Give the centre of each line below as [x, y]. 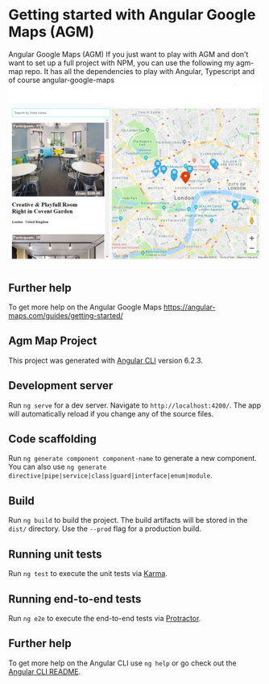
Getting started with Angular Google [132, 15]
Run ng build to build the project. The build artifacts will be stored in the [128, 520]
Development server [61, 386]
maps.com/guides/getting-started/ [66, 316]
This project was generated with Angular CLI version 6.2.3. [106, 360]
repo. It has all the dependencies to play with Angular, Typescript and [140, 71]
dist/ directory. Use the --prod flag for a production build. [105, 529]
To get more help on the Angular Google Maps [85, 307]
